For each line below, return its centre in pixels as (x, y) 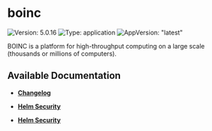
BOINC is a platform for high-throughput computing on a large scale (106, 46)
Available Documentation (64, 76)
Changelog (34, 92)
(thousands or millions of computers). (62, 54)
